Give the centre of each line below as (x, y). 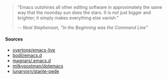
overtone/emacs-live (34, 50)
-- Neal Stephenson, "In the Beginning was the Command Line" (83, 27)
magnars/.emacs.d (32, 61)
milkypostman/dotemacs (38, 66)
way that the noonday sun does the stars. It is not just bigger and (84, 12)
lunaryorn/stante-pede (36, 71)
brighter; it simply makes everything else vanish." (68, 18)
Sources (14, 39)
